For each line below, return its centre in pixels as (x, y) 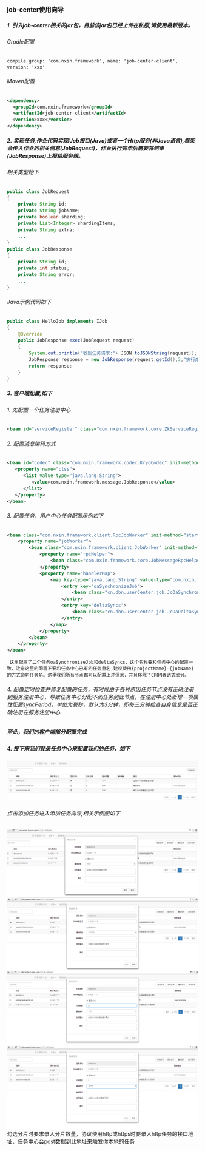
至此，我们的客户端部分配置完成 (47, 732)
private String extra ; (46, 230)
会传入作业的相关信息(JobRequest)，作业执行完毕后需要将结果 (86, 148)
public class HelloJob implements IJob (57, 321)
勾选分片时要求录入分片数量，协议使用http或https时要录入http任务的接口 (98, 1133)
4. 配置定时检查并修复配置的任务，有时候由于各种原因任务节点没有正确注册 (100, 689)
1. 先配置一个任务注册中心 (39, 410)
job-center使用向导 (35, 9)
